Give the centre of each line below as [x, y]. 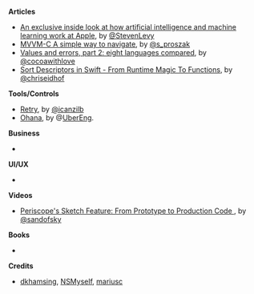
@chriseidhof [42, 78]
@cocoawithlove [48, 61]
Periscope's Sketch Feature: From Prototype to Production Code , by [133, 211]
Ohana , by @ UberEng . [57, 118]
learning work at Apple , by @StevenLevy [87, 36]
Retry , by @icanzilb [52, 109]
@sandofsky [40, 219]
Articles [22, 12]
